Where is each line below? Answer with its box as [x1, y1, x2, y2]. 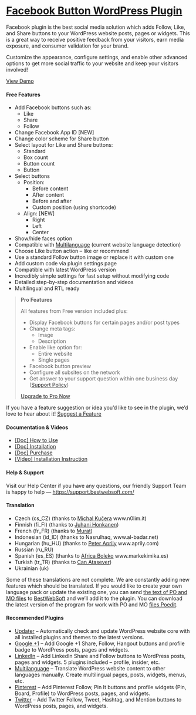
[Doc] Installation [14, 443, 56, 450]
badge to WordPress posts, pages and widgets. [14, 646, 130, 653]
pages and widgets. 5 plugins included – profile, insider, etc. [14, 659, 160, 666]
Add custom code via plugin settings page [14, 260, 117, 267]
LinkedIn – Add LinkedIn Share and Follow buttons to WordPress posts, [14, 652, 186, 659]
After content [32, 191, 65, 198]
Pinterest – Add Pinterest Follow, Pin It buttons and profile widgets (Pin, [14, 683, 187, 690]
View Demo [6, 77, 34, 85]
